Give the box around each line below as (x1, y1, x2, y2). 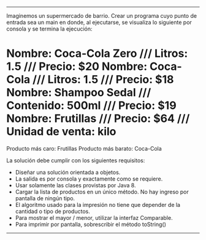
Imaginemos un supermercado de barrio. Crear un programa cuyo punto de (6, 12, 197, 19)
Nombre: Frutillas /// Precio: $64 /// (6, 111, 190, 126)
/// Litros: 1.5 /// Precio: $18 (32, 73, 174, 86)
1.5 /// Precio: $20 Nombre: (6, 59, 148, 73)
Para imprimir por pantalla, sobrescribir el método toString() (15, 220, 167, 228)
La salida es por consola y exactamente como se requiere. (15, 175, 163, 182)
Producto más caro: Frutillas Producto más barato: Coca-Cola (6, 144, 162, 152)
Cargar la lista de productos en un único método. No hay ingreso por (15, 188, 189, 195)
